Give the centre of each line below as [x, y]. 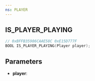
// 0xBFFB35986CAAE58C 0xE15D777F [41, 41]
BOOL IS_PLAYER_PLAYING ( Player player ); [48, 46]
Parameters [24, 61]
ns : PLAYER [16, 10]
